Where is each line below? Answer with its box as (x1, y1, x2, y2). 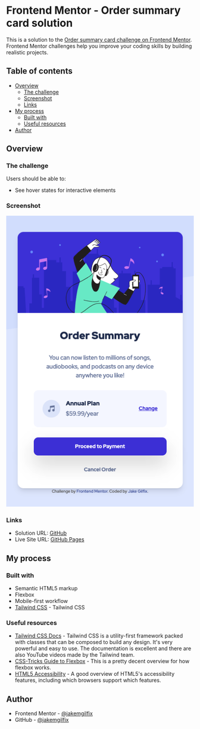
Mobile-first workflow (14, 597, 68, 604)
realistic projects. (6, 48, 49, 56)
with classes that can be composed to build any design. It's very (14, 639, 173, 646)
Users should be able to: (6, 175, 67, 182)
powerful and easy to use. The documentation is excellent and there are (14, 645, 192, 652)
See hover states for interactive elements (14, 186, 116, 194)
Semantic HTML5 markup (14, 584, 78, 592)
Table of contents (6, 66, 73, 76)
